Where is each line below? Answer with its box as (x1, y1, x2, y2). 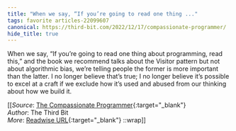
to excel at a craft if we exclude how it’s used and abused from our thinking (7, 79, 227, 89)
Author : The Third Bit (7, 108, 69, 117)
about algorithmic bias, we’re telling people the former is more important (7, 64, 218, 73)
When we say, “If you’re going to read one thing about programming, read (7, 50, 223, 58)
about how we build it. (7, 87, 72, 96)
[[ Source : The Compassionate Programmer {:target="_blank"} (7, 101, 186, 110)
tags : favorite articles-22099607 (7, 17, 110, 24)
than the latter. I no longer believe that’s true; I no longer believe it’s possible (7, 72, 230, 81)
